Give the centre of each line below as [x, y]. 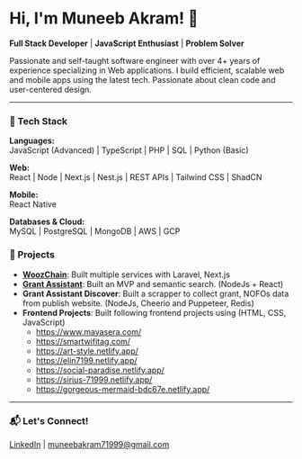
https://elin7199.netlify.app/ [86, 360]
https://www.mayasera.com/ [89, 331]
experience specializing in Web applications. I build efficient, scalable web [147, 70]
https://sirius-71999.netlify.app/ [94, 379]
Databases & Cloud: [47, 222]
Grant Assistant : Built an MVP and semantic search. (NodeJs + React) [153, 283]
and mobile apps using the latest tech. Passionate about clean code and [142, 79]
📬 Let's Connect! [49, 421]
